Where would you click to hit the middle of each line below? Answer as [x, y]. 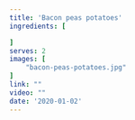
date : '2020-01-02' [46, 101]
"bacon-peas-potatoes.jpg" [76, 68]
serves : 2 [28, 51]
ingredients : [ [38, 26]
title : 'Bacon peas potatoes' [66, 18]
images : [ [28, 60]
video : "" [28, 92]
